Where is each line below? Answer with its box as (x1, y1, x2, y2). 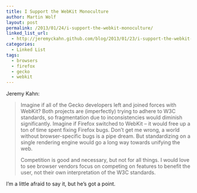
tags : (6, 52, 19, 58)
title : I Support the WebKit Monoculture (6, 8, 109, 15)
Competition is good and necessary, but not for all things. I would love (20, 157, 189, 164)
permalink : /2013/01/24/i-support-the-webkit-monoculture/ (6, 25, 154, 31)
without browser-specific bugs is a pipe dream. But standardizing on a (20, 133, 191, 140)
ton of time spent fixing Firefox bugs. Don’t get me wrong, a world (20, 127, 180, 134)
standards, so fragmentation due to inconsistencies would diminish (20, 114, 183, 121)
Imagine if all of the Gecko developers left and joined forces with (20, 101, 177, 109)
